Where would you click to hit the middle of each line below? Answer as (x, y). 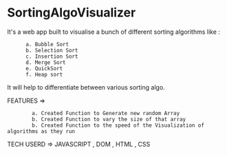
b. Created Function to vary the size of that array (109, 119)
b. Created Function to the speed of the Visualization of (118, 125)
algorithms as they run (41, 131)
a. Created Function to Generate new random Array (106, 113)
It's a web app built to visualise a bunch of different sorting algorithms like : (113, 32)
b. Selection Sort (52, 50)
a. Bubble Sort (47, 44)
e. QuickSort (44, 68)
